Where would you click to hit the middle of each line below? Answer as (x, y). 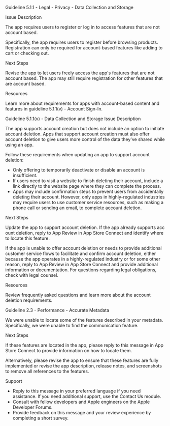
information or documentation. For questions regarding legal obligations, (81, 270)
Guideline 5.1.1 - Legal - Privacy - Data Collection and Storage (69, 7)
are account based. (26, 84)
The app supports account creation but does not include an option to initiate (85, 129)
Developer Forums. (32, 407)
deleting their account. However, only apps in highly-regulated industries (89, 197)
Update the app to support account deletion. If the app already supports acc (85, 228)
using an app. (20, 145)
